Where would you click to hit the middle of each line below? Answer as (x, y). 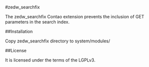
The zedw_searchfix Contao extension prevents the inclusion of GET (75, 17)
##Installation (19, 31)
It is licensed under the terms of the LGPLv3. (50, 60)
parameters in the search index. (37, 22)
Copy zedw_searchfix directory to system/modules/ (57, 41)
